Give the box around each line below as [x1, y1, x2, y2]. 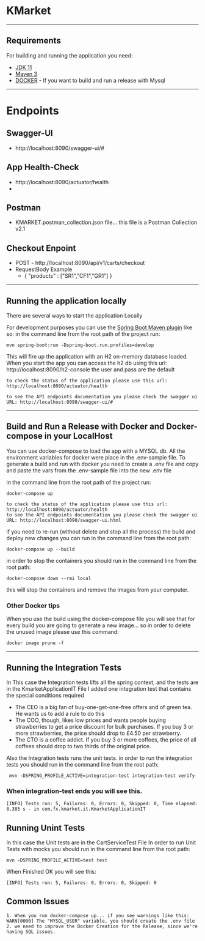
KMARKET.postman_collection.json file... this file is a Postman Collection [15, 218, 198, 226]
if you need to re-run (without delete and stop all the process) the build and [6, 527, 196, 535]
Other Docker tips [6, 601, 60, 609]
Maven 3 [15, 70, 38, 77]
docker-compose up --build [6, 546, 75, 552]
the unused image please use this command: [6, 628, 119, 636]
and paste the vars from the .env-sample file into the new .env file [6, 466, 172, 474]
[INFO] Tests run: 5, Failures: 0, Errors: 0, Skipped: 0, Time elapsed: [6, 801, 198, 807]
